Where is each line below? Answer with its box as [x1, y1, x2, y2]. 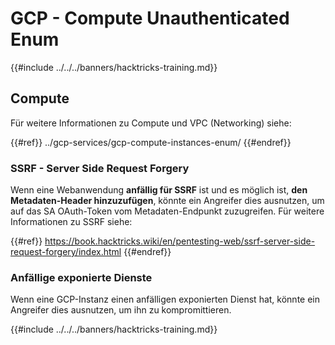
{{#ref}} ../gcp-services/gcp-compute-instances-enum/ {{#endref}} [10, 136, 292, 148]
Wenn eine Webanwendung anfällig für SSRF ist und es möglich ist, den [10, 184, 308, 196]
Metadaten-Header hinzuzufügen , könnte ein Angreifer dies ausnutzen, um [10, 195, 325, 207]
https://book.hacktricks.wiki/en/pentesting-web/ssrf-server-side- [44, 235, 316, 247]
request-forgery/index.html [10, 246, 122, 258]
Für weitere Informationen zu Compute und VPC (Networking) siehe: [10, 117, 292, 129]
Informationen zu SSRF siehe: [10, 216, 133, 228]
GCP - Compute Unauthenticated [10, 7, 290, 30]
